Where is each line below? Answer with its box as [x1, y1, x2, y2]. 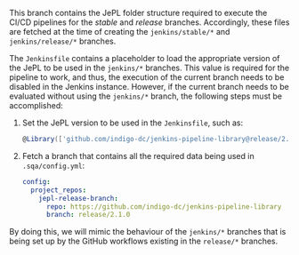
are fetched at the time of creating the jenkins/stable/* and [9, 27, 230, 36]
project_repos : [30, 186, 87, 195]
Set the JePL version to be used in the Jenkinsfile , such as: [21, 117, 244, 128]
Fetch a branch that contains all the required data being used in [21, 150, 255, 161]
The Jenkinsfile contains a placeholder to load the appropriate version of [9, 53, 280, 63]
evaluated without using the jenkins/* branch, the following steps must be [9, 91, 283, 101]
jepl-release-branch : [38, 194, 118, 203]
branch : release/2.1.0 [45, 211, 131, 219]
